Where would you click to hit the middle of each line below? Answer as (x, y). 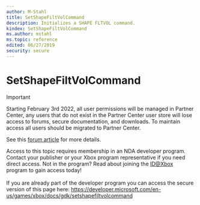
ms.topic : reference (32, 40)
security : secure (28, 51)
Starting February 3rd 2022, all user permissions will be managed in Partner (100, 108)
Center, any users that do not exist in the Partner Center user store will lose (99, 115)
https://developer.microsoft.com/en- (116, 189)
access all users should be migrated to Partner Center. (74, 128)
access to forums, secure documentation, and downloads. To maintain (93, 121)
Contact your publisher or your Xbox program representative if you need (96, 157)
